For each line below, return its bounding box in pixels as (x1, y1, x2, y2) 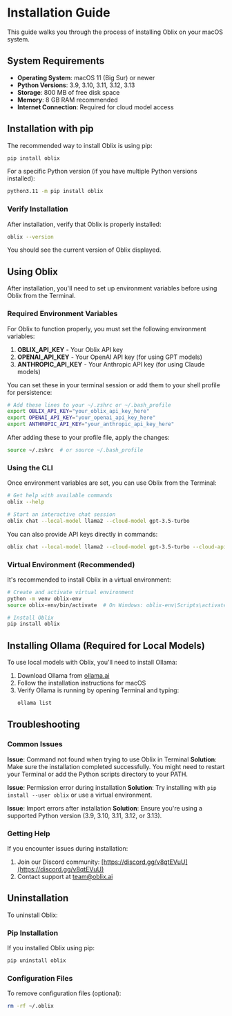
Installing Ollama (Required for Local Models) (7, 640, 205, 652)
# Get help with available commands (7, 492, 113, 499)
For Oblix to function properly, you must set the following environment (7, 324, 206, 333)
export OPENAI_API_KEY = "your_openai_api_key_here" (7, 414, 156, 421)
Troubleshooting (7, 719, 81, 730)
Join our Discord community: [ (17, 858, 104, 866)
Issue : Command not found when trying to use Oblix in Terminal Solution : (7, 755, 217, 764)
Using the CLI (7, 463, 53, 472)
